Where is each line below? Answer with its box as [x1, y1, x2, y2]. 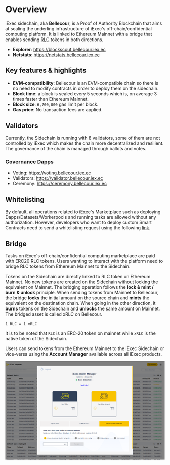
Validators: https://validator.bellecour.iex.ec [12, 175, 103, 181]
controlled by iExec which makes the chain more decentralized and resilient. [5, 140, 164, 146]
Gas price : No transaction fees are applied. [12, 106, 103, 112]
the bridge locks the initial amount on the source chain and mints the [5, 295, 150, 301]
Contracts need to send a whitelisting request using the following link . [5, 224, 151, 231]
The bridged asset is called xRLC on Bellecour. [5, 311, 103, 317]
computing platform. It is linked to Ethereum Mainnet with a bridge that [5, 31, 152, 37]
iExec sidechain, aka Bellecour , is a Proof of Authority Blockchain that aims [5, 20, 162, 26]
